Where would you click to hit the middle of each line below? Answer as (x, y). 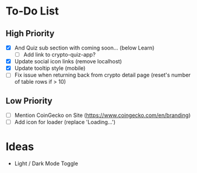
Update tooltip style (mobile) (50, 68)
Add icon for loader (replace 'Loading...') (65, 122)
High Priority (30, 33)
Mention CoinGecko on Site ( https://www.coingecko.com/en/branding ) (102, 115)
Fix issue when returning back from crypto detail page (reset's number (102, 75)
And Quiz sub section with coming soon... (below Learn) (84, 48)
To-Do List (32, 11)
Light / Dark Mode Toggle (46, 163)
